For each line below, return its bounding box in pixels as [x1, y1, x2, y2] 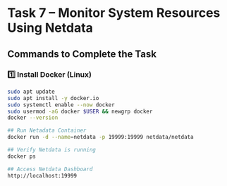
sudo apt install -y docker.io [7, 94, 99, 101]
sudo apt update [7, 88, 55, 95]
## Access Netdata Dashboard [7, 166, 93, 173]
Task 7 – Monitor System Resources [7, 5, 221, 21]
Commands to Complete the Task [7, 48, 157, 60]
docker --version [7, 114, 59, 121]
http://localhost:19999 [7, 172, 78, 179]
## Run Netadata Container [7, 127, 87, 135]
